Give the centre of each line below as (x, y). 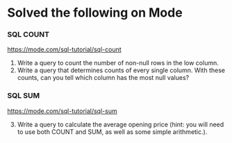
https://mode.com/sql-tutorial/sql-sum (62, 111)
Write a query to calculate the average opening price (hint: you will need (121, 124)
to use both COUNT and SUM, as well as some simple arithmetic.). (112, 132)
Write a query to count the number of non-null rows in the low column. (118, 63)
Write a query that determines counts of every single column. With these (121, 70)
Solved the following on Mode (95, 13)
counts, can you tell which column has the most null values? (103, 78)
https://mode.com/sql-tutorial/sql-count (64, 49)
